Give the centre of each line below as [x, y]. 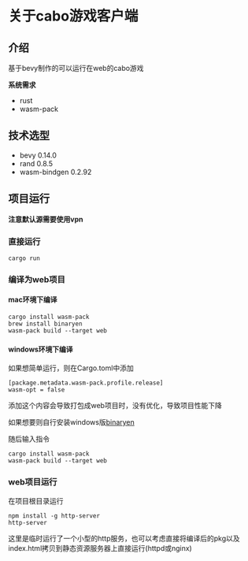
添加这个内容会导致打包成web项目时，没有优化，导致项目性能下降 [115, 406]
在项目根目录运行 [36, 500]
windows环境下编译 [41, 349]
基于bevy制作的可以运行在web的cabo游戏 [76, 68]
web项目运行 [33, 482]
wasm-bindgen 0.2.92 [56, 172]
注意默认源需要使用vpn [46, 219]
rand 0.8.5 [36, 163]
